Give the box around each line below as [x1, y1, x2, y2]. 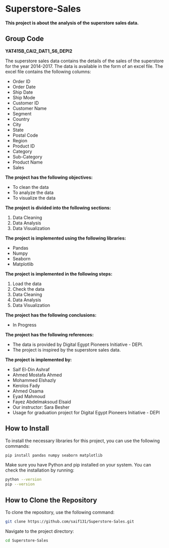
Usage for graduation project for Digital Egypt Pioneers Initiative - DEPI [12, 409, 160, 415]
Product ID [12, 143, 35, 149]
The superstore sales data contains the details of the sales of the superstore [5, 58, 164, 64]
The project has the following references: [5, 331, 94, 337]
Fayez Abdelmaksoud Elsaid [12, 399, 72, 405]
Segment [12, 110, 32, 116]
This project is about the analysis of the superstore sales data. [5, 20, 139, 26]
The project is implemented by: [5, 357, 72, 363]
